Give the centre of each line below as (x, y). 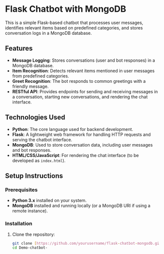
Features (19, 48)
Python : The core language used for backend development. (73, 129)
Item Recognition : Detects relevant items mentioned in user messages (83, 71)
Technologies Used (35, 117)
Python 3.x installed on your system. (49, 201)
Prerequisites (21, 190)
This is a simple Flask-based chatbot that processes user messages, (74, 23)
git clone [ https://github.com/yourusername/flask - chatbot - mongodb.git (87, 243)
